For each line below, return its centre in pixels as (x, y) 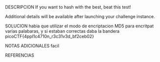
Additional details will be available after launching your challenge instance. (80, 16)
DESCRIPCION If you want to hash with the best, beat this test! (68, 7)
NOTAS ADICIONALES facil (32, 46)
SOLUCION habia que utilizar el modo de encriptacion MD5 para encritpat (80, 26)
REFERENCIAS (20, 55)
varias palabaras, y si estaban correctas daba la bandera (62, 31)
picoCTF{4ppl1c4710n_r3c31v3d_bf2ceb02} (50, 36)
